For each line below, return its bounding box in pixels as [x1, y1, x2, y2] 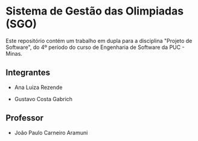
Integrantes [5, 68, 51, 78]
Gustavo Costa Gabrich [14, 95, 73, 102]
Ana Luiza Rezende [14, 84, 63, 91]
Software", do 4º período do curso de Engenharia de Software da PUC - [5, 44, 185, 51]
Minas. [5, 50, 22, 57]
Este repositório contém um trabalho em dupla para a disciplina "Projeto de [5, 37, 193, 44]
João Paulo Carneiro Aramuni [14, 129, 88, 136]
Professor [5, 113, 43, 123]
